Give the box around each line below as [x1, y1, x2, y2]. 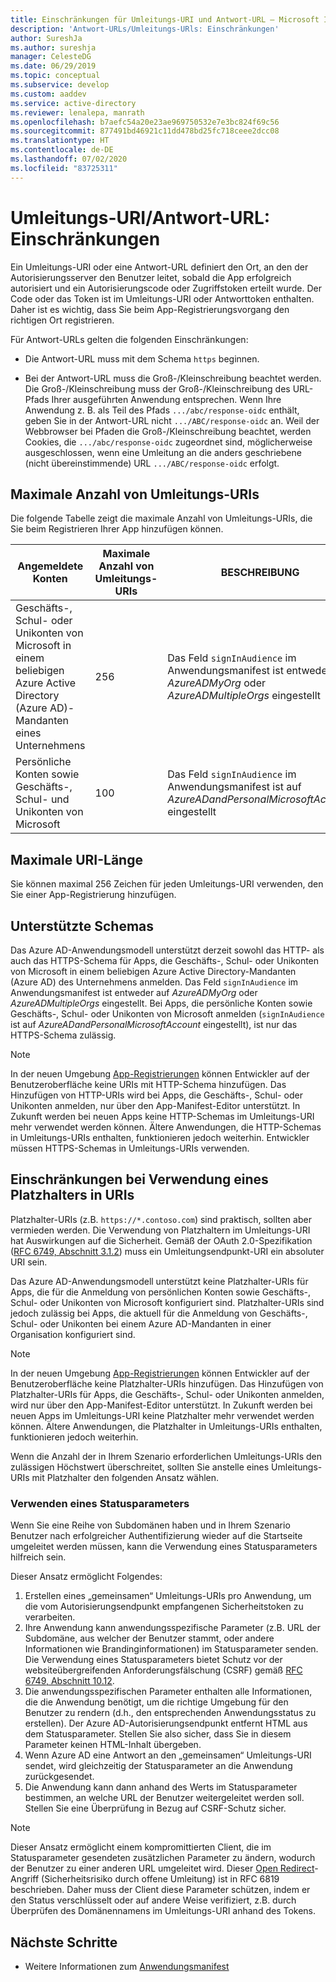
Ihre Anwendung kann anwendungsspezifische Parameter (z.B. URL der [24, 1622, 321, 1634]
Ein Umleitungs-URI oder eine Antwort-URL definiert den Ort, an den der [10, 261, 309, 273]
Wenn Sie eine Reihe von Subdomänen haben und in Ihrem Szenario [10, 1519, 291, 1531]
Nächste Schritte [10, 1934, 118, 1951]
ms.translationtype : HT [10, 136, 110, 146]
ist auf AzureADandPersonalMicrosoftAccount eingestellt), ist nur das [10, 1019, 298, 1030]
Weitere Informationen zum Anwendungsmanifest [24, 1960, 230, 1972]
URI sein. [10, 1256, 48, 1268]
